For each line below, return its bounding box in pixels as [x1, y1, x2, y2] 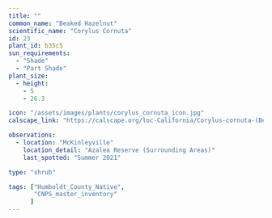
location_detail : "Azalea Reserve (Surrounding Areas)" [23, 146, 216, 154]
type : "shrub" [8, 168, 57, 176]
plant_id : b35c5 [8, 42, 63, 50]
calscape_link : [8, 116, 60, 125]
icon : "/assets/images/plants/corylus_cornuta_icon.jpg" [8, 109, 205, 117]
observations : [8, 131, 57, 140]
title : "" [8, 11, 42, 20]
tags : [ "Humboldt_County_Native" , [8, 182, 125, 191]
